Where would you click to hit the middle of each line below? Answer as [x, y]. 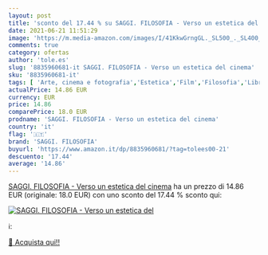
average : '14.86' [37, 164]
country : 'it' [32, 127]
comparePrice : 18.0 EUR [48, 112]
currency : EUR [32, 97]
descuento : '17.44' [41, 156]
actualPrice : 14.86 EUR [48, 90]
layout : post [30, 16]
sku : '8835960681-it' [44, 75]
